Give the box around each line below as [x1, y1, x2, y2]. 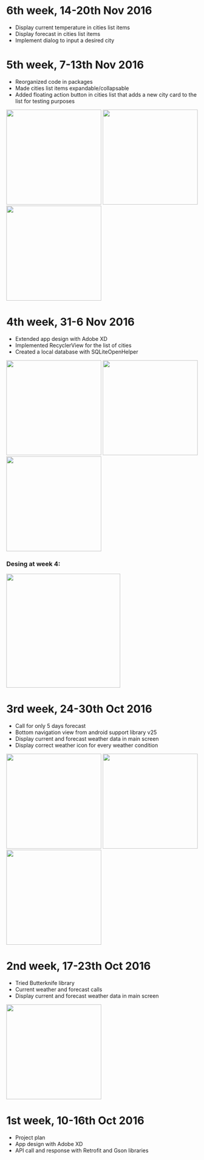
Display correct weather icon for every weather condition [15, 742, 158, 749]
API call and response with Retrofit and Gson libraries [15, 1147, 149, 1154]
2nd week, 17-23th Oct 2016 [6, 959, 151, 973]
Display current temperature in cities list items [15, 24, 131, 31]
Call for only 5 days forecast [15, 722, 86, 730]
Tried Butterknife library [15, 979, 75, 986]
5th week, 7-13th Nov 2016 [6, 58, 144, 72]
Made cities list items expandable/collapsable [15, 84, 129, 92]
